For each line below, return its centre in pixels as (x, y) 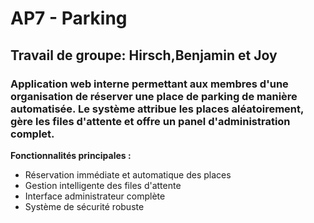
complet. (32, 134)
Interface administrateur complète (95, 196)
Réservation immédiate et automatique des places (128, 174)
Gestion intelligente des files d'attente (103, 185)
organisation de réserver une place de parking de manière (154, 96)
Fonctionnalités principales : (71, 155)
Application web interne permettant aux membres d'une (149, 84)
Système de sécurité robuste (84, 206)
